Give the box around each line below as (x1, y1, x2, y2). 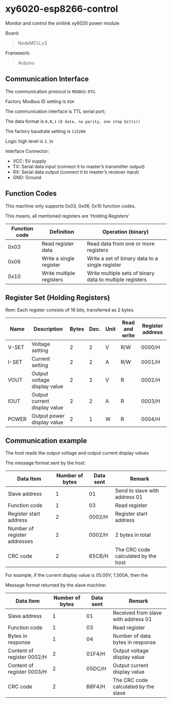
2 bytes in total (115, 532, 151, 539)
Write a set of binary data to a (87, 255, 158, 262)
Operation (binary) (102, 228, 149, 235)
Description (33, 325, 63, 333)
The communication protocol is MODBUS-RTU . (5, 88, 96, 94)
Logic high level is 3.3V (5, 138, 54, 144)
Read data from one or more (87, 240, 155, 247)
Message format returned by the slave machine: (5, 582, 106, 588)
